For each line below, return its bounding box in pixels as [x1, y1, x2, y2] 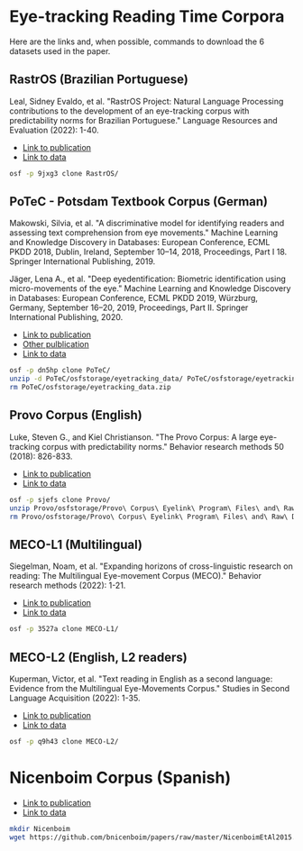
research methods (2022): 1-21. [9, 580, 126, 591]
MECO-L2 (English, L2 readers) [9, 649, 188, 664]
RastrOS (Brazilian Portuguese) [9, 72, 189, 87]
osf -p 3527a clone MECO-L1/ [9, 625, 119, 634]
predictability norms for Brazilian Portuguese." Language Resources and [9, 114, 278, 125]
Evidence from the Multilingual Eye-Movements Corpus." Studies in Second [9, 683, 290, 693]
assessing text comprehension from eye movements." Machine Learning [9, 227, 279, 238]
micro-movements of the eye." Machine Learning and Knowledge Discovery [9, 283, 291, 294]
